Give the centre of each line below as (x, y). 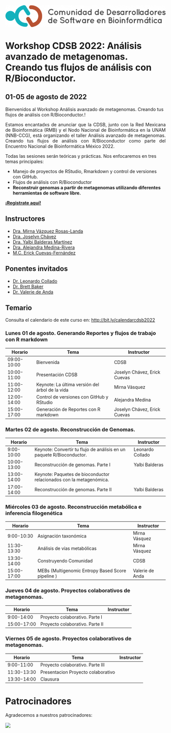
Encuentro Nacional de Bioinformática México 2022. (60, 146)
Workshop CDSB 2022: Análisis (74, 46)
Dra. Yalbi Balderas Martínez (42, 242)
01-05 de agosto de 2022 (46, 97)
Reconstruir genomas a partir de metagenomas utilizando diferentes (87, 187)
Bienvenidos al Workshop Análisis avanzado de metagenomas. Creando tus (84, 109)
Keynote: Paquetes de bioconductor (72, 474)
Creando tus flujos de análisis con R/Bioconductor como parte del (85, 140)
